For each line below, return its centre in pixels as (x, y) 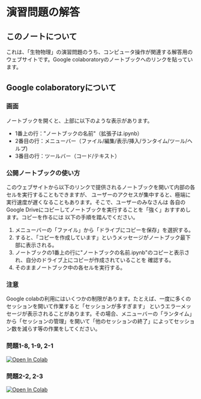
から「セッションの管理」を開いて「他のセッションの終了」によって (90, 321)
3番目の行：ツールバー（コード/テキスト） (67, 156)
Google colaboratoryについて (61, 88)
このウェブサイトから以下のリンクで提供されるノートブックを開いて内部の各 (101, 187)
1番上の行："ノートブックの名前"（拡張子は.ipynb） (79, 133)
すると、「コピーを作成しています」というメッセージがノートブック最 (100, 237)
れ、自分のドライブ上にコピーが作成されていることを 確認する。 (94, 260)
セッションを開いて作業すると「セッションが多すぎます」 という (86, 306)
